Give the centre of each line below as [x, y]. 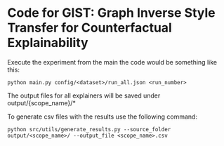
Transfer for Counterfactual [90, 28]
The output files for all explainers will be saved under [84, 95]
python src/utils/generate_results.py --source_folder [89, 129]
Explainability [48, 43]
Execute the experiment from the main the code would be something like [112, 62]
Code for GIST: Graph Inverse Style [111, 13]
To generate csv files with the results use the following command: [103, 117]
